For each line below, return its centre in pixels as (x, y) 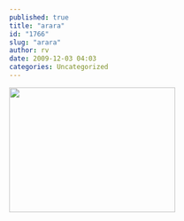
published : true (39, 17)
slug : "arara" (35, 42)
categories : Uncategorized (59, 67)
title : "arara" (37, 26)
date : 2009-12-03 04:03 (53, 59)
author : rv (29, 51)
